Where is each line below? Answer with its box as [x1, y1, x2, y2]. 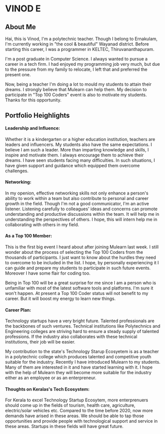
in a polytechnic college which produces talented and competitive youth [5, 354, 152, 360]
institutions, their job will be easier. [5, 339, 75, 345]
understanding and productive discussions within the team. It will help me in [5, 211, 159, 217]
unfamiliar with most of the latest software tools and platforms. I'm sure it [5, 285, 154, 291]
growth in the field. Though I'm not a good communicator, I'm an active [5, 200, 149, 206]
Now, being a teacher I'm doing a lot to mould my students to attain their [5, 81, 152, 87]
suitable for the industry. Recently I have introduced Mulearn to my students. [5, 359, 161, 365]
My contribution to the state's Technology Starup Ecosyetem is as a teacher [5, 348, 159, 354]
